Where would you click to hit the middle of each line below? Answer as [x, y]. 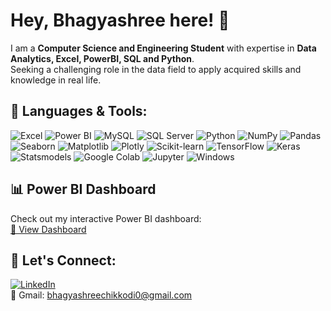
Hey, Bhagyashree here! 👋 [120, 20]
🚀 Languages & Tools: [79, 111]
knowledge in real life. [56, 80]
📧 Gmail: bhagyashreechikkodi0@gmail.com [101, 295]
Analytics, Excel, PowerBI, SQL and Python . [102, 58]
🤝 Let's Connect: [63, 260]
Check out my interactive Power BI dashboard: [106, 218]
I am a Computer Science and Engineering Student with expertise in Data [163, 48]
